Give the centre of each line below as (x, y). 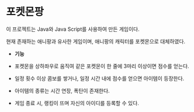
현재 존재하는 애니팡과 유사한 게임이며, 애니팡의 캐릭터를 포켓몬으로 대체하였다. (96, 41)
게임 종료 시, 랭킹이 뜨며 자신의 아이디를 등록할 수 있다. (77, 103)
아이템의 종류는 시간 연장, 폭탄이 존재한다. (62, 91)
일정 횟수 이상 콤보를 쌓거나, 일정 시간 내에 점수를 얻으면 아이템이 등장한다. (99, 78)
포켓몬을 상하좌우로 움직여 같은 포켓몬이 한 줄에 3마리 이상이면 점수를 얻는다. (102, 66)
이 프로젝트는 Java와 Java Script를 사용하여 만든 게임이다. (73, 29)
